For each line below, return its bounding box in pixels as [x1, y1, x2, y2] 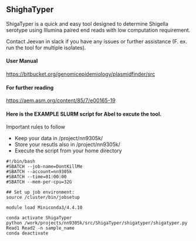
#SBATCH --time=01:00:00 [6, 174, 67, 180]
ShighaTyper [6, 5, 54, 15]
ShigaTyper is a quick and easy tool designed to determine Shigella [6, 20, 168, 27]
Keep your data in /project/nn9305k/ [14, 135, 103, 142]
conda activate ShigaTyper [6, 215, 72, 221]
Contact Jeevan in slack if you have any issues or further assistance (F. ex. [6, 38, 188, 45]
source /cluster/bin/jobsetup [6, 195, 80, 201]
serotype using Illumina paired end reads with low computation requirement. [6, 26, 191, 33]
